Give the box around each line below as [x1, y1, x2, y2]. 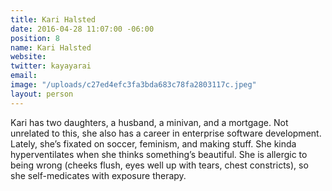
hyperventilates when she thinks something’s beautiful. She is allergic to [10, 148, 308, 160]
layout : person [10, 89, 74, 99]
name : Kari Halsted [10, 42, 92, 53]
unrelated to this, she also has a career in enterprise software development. [10, 127, 322, 139]
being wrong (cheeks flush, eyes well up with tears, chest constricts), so [10, 159, 309, 171]
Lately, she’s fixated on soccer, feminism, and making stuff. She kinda [10, 137, 297, 150]
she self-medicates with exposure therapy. [10, 169, 187, 181]
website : [10, 52, 47, 62]
